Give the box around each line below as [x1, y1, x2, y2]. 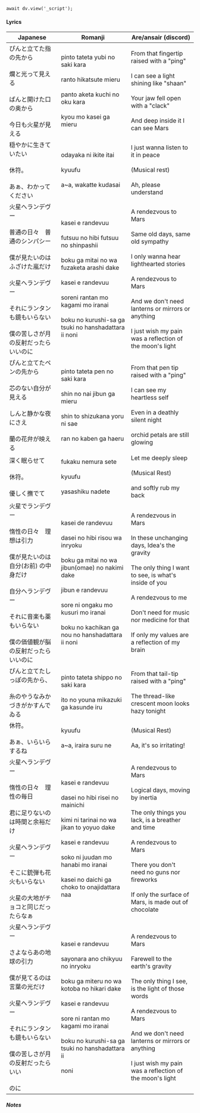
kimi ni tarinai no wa [61, 816, 117, 824]
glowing [130, 438, 154, 447]
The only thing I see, [130, 977, 187, 985]
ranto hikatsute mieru [61, 75, 121, 84]
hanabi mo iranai [61, 860, 108, 869]
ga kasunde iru [61, 703, 103, 712]
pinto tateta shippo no [61, 674, 122, 682]
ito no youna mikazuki [61, 696, 122, 704]
